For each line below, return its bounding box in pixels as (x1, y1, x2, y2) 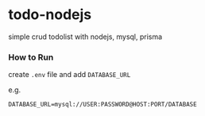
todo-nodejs (8, 6, 92, 24)
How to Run (8, 52, 54, 63)
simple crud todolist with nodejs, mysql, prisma (8, 32, 163, 41)
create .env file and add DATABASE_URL (8, 70, 131, 79)
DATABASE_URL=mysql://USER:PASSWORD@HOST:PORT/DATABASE (8, 101, 197, 109)
